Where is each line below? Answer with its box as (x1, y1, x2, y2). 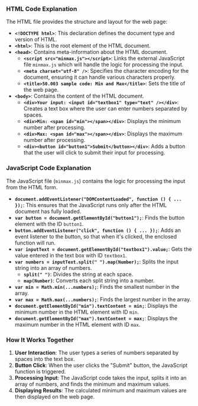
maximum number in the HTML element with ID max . (14, 321, 141, 328)
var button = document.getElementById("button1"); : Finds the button (14, 214, 185, 221)
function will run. (14, 239, 56, 246)
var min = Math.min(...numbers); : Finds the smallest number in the (14, 283, 180, 290)
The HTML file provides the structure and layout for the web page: (6, 18, 167, 25)
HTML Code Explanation (6, 5, 77, 13)
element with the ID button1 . (14, 220, 84, 227)
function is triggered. (14, 368, 66, 375)
